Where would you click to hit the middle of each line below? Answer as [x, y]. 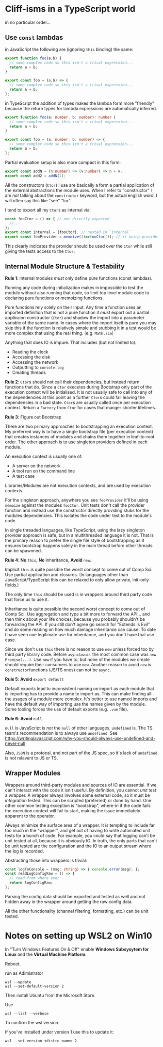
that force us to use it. [27, 599]
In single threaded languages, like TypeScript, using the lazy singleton [75, 530]
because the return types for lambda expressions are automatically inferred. [81, 108]
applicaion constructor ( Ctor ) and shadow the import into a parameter [75, 317]
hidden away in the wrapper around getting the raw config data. [69, 902]
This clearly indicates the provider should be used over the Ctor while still [79, 246]
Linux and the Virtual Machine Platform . [46, 954]
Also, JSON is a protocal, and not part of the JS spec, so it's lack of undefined [81, 753]
